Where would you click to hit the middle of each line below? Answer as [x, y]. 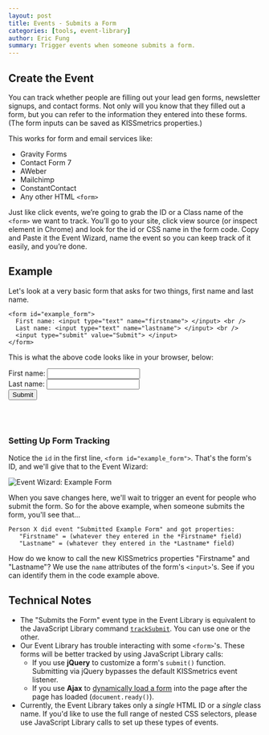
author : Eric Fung [39, 38]
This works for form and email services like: [81, 138]
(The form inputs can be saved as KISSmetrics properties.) [106, 123]
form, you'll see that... [45, 515]
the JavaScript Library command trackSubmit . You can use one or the [135, 628]
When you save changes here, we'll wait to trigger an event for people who [132, 497]
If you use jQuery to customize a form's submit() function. [129, 662]
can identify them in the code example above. [84, 575]
